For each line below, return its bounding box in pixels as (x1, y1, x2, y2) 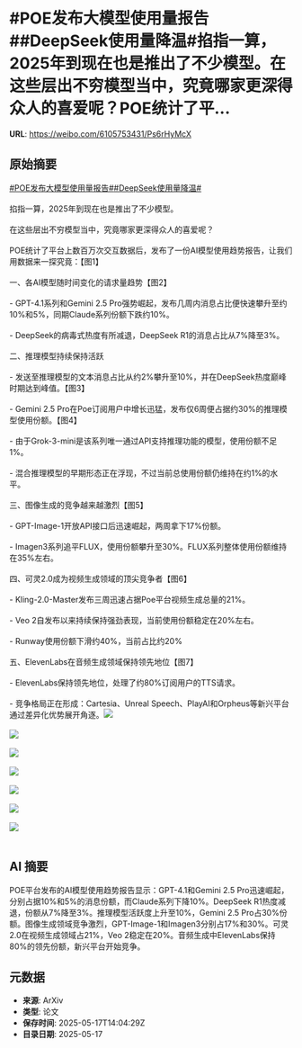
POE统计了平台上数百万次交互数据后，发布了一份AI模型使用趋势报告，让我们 (9, 245, 293, 255)
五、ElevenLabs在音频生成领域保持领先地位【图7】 (9, 656, 199, 667)
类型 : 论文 (22, 1007, 59, 1017)
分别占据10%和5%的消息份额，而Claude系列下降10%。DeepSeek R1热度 (9, 896, 279, 907)
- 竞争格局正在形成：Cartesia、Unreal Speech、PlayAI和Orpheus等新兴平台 (9, 698, 289, 709)
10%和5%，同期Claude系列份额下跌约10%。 (9, 309, 175, 319)
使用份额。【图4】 (16, 415, 83, 425)
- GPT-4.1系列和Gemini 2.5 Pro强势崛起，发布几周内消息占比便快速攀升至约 (9, 298, 288, 309)
